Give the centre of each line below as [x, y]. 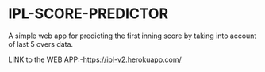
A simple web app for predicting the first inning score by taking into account [132, 36]
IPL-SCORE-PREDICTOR [88, 14]
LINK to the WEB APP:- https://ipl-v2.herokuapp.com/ [95, 59]
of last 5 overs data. [41, 44]
